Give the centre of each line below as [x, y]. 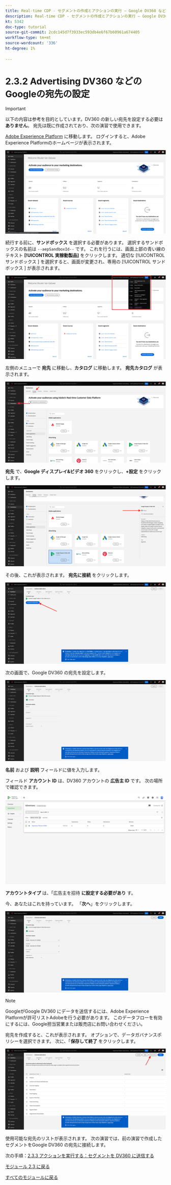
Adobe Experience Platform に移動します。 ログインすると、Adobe [76, 136]
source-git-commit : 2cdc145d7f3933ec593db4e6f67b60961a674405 [73, 32]
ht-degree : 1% [20, 48]
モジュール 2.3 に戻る [27, 1166]
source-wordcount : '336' [32, 43]
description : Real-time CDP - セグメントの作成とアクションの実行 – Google [81, 16]
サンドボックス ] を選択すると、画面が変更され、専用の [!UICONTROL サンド [85, 261]
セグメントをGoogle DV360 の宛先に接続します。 [57, 1145]
